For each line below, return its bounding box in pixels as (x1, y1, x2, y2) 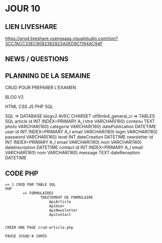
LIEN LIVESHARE (5, 23, 57, 31)
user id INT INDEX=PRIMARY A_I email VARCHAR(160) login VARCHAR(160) (5, 129, 158, 135)
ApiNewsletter (49, 208, 78, 213)
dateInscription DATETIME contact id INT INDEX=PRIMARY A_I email (5, 144, 143, 150)
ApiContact (49, 212, 71, 217)
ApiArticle (49, 199, 71, 204)
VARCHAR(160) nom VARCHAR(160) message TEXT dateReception (5, 150, 140, 156)
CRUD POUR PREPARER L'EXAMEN (5, 84, 77, 91)
